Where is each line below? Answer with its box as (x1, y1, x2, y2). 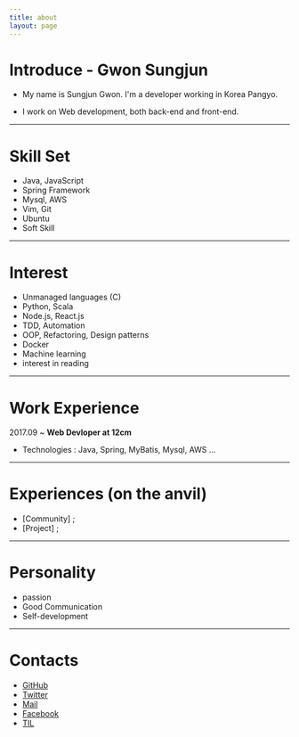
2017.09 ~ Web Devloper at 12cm (9, 427, 132, 438)
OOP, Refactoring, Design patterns (21, 330, 149, 340)
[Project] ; (21, 523, 60, 534)
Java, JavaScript (21, 176, 85, 186)
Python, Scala (21, 301, 74, 312)
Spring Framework (21, 184, 91, 196)
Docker (21, 340, 50, 350)
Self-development (21, 611, 89, 622)
